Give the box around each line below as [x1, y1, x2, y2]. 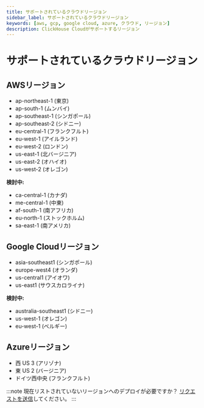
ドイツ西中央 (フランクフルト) [15, 375, 90, 382]
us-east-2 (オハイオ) [15, 158, 67, 165]
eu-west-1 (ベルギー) [15, 323, 68, 330]
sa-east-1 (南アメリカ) [15, 222, 71, 229]
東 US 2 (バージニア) [15, 367, 67, 374]
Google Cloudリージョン [6, 241, 99, 252]
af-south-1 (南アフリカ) [15, 207, 74, 214]
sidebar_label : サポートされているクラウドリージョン [6, 15, 129, 21]
